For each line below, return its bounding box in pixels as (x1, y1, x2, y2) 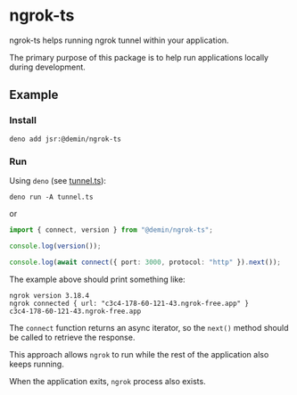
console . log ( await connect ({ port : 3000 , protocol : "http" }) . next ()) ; (9, 258, 282, 267)
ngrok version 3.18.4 (9, 291, 90, 300)
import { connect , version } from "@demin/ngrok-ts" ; (9, 225, 214, 235)
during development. (9, 62, 87, 72)
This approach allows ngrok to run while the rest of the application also (9, 349, 269, 359)
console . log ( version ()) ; (9, 242, 102, 251)
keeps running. (9, 358, 64, 369)
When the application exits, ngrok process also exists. (9, 375, 207, 386)
